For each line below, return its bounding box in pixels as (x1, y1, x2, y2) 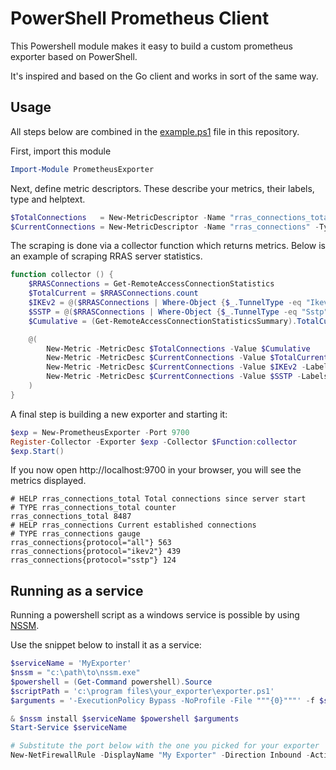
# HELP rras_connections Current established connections (10, 520, 257, 531)
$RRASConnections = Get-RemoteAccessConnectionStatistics (28, 279, 275, 289)
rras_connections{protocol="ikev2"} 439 (10, 547, 182, 557)
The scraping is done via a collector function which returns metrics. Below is (10, 240, 326, 252)
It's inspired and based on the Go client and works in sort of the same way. (10, 70, 319, 82)
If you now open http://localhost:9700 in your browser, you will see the (10, 464, 302, 476)
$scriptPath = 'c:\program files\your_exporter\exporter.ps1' (10, 686, 275, 696)
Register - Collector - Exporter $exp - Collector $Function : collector (10, 437, 298, 447)
